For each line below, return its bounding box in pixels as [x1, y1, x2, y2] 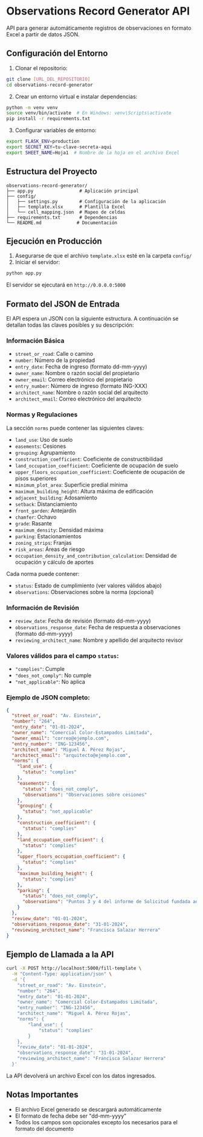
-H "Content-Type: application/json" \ [11, 971, 112, 977]
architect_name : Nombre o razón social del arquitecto [14, 389, 149, 396]
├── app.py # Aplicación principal [6, 188, 139, 194]
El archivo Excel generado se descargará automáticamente [14, 1105, 162, 1113]
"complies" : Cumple [14, 665, 65, 673]
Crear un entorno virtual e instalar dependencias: [14, 93, 138, 100]
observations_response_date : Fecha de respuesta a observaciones [14, 623, 181, 631]
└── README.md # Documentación [6, 219, 118, 225]
